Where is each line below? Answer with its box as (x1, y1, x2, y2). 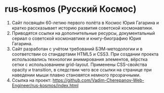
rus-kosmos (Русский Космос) (4, 3, 137, 15)
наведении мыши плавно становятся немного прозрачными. (11, 72, 141, 78)
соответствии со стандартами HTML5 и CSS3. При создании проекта (11, 51, 159, 57)
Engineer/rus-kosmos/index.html (11, 82, 79, 88)
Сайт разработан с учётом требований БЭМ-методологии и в (11, 46, 143, 52)
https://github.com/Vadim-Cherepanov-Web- (52, 77, 144, 83)
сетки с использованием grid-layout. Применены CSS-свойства (11, 62, 147, 67)
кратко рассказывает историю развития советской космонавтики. (11, 25, 154, 31)
